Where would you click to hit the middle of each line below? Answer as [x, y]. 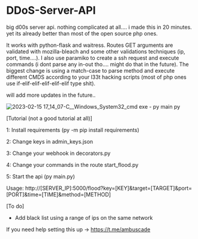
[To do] [15, 206]
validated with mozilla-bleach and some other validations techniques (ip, [96, 51]
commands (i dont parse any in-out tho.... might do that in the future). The [97, 64]
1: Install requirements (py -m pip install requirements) [73, 130]
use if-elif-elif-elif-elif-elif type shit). [51, 83]
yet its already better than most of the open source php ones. [82, 33]
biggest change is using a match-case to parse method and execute [91, 70]
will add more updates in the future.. [51, 95]
